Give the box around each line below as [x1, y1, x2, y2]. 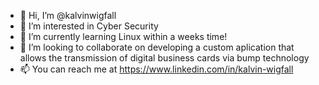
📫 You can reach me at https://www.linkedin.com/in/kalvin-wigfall [19, 63, 294, 75]
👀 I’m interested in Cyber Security [19, 20, 159, 32]
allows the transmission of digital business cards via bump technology [19, 52, 310, 64]
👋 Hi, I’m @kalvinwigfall [19, 10, 117, 21]
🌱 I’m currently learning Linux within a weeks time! [19, 31, 228, 42]
